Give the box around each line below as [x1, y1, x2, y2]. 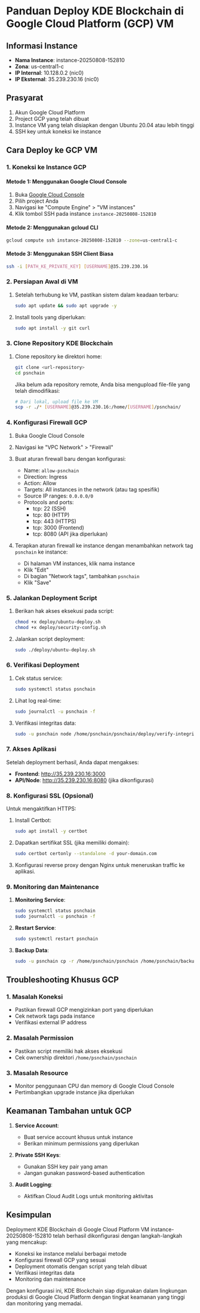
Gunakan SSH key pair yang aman [23, 1163, 108, 1170]
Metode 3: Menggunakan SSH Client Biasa [6, 250, 113, 257]
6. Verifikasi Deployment [6, 661, 79, 669]
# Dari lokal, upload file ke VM [14, 399, 99, 405]
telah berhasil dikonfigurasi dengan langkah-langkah [53, 1232, 183, 1239]
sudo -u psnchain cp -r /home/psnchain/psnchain [14, 958, 139, 964]
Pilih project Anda [14, 197, 59, 204]
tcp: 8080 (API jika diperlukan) [32, 530, 108, 538]
